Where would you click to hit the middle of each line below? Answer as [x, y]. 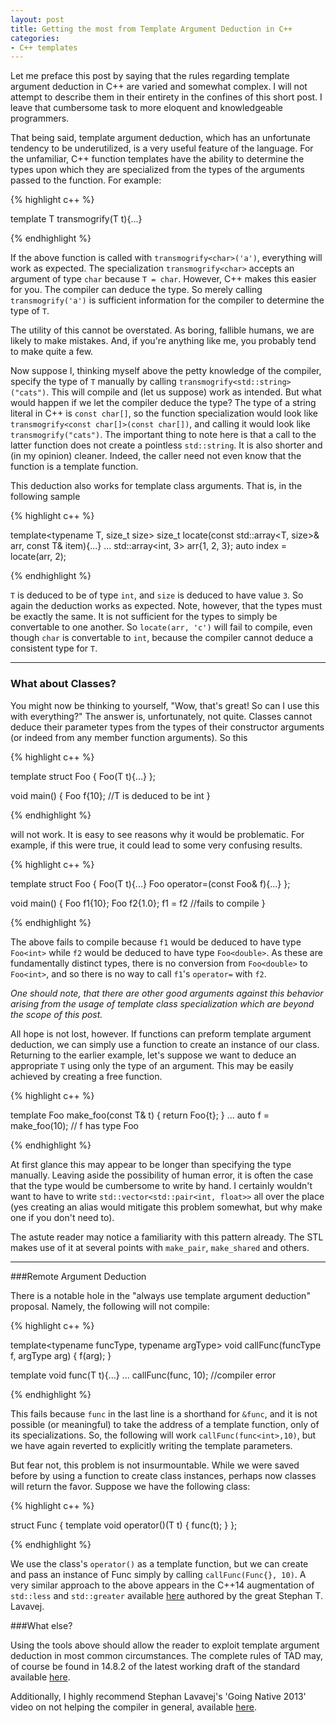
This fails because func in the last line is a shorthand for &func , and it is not [164, 1413]
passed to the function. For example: [86, 180]
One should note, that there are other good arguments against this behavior [167, 993]
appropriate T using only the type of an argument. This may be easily [152, 1065]
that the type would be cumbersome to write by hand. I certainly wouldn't [161, 1185]
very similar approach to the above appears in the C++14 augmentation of [162, 1585]
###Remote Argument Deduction [78, 1276]
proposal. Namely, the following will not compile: [110, 1306]
